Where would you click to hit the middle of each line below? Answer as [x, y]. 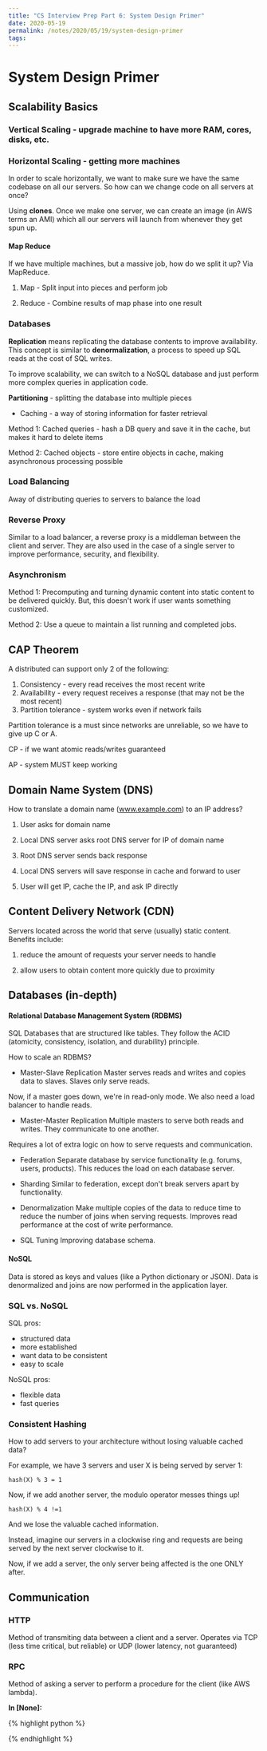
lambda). [23, 1693]
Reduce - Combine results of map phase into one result [111, 303]
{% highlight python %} [47, 1723]
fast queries [39, 1403]
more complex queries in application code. [79, 382]
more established [48, 1347]
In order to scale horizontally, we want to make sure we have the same [124, 178]
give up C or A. [33, 734]
